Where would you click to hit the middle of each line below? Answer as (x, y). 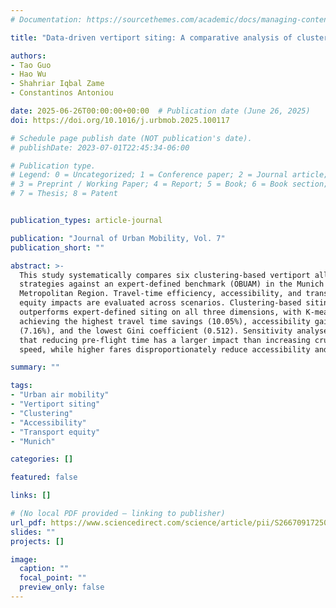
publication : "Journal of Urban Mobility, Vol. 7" (118, 238)
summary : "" (35, 367)
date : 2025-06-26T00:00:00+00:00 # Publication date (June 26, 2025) (160, 111)
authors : (28, 56)
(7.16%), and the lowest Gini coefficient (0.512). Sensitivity (156, 331)
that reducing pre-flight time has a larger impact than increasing (165, 340)
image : (24, 559)
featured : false (44, 477)
